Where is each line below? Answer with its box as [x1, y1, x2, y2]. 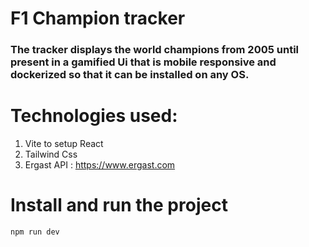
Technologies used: [10, 105, 178, 127]
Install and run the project [10, 194, 228, 217]
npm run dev [10, 227, 60, 237]
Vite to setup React [24, 138, 104, 150]
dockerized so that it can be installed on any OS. [10, 68, 250, 82]
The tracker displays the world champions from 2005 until [10, 43, 300, 57]
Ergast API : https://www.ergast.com [24, 159, 176, 171]
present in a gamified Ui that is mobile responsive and [10, 55, 277, 69]
